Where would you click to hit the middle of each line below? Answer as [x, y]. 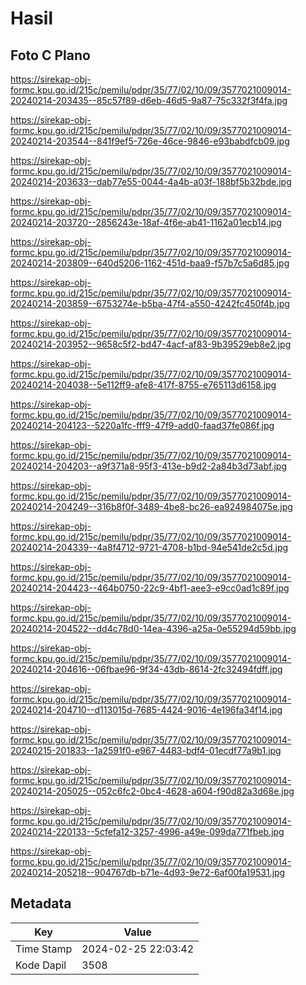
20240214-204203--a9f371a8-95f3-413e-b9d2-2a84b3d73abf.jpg [149, 466]
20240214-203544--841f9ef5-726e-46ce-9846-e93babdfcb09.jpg [150, 141]
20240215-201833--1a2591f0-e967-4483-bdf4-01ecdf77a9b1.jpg [146, 750]
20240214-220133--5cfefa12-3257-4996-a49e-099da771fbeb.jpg [147, 831]
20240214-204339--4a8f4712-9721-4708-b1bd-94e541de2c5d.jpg [149, 547]
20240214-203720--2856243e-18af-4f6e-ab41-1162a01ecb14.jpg [146, 222]
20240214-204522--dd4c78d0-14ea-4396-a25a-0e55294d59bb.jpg [153, 628]
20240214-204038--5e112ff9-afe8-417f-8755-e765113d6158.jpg [143, 385]
